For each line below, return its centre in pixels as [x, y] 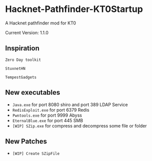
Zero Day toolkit [23, 60]
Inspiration [22, 48]
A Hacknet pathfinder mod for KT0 [41, 23]
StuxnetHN [15, 68]
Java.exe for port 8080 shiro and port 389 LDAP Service [70, 104]
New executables [33, 92]
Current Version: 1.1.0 [27, 32]
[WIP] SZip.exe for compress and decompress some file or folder [79, 126]
